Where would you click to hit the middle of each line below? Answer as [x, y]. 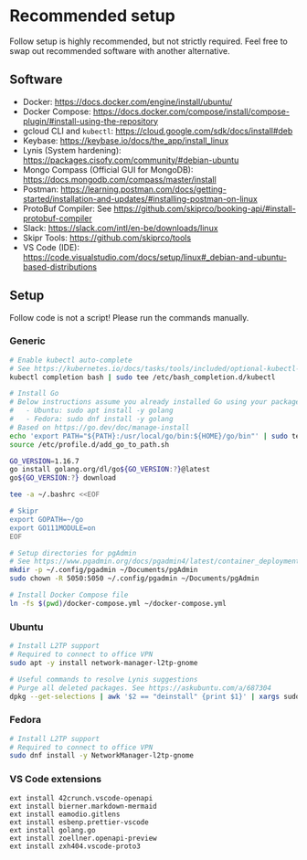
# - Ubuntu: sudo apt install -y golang [91, 411]
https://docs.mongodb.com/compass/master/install [119, 179]
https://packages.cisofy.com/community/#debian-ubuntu [131, 160]
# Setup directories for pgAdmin [73, 553]
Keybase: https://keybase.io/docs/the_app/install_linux [126, 140]
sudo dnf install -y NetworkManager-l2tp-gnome [102, 756]
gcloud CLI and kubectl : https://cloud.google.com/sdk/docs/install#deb [158, 131]
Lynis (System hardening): [72, 150]
